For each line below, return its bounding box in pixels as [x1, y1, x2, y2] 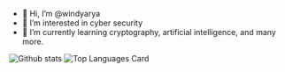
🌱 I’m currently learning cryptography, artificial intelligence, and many [21, 27, 276, 37]
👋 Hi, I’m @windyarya [21, 9, 101, 18]
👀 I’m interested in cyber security [21, 18, 143, 28]
